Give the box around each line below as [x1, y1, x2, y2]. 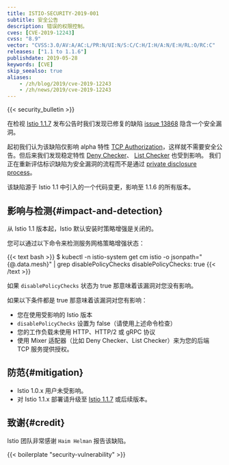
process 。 [7, 169, 36, 177]
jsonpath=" [170, 252, 203, 261]
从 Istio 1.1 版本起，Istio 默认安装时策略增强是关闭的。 [7, 224, 157, 232]
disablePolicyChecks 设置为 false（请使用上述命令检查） [16, 319, 176, 327]
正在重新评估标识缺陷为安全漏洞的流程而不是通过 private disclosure [7, 160, 197, 168]
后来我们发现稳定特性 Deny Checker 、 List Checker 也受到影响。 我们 [25, 152, 221, 160]
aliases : [7, 73, 32, 81]
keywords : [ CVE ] [7, 61, 53, 68]
